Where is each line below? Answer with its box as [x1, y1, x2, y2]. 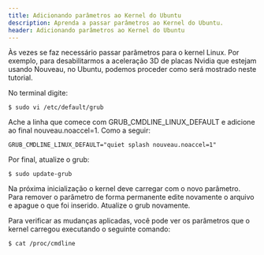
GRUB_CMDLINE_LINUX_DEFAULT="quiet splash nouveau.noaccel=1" [8, 141, 217, 149]
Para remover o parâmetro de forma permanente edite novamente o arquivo [8, 193, 255, 202]
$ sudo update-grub [8, 171, 73, 178]
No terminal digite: [8, 88, 69, 98]
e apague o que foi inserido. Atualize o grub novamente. [8, 201, 191, 210]
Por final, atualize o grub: [8, 155, 90, 164]
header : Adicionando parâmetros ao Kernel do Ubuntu [8, 26, 185, 34]
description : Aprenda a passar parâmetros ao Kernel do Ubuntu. [8, 19, 224, 27]
